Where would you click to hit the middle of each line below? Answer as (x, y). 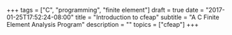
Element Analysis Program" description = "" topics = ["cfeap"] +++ (103, 24)
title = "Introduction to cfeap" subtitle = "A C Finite (147, 17)
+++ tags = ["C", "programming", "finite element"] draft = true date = (106, 10)
